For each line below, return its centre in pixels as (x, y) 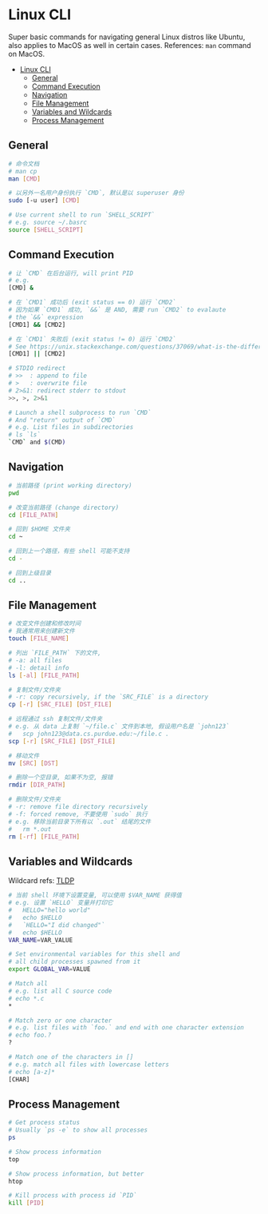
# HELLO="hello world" (49, 910)
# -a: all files (35, 660)
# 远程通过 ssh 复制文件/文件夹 (55, 719)
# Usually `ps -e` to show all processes (78, 1130)
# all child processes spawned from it (75, 962)
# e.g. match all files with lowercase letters (89, 1065)
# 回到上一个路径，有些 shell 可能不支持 (69, 551)
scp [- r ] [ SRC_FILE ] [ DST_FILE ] (62, 741)
